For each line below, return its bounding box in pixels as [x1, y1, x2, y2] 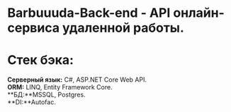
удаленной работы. [62, 20, 184, 36]
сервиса [7, 20, 60, 36]
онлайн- [173, 5, 225, 21]
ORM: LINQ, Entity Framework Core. [7, 83, 113, 92]
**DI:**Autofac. [7, 98, 57, 106]
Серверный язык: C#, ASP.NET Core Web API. [7, 75, 147, 84]
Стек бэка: [7, 52, 74, 68]
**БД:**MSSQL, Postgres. [7, 90, 86, 99]
